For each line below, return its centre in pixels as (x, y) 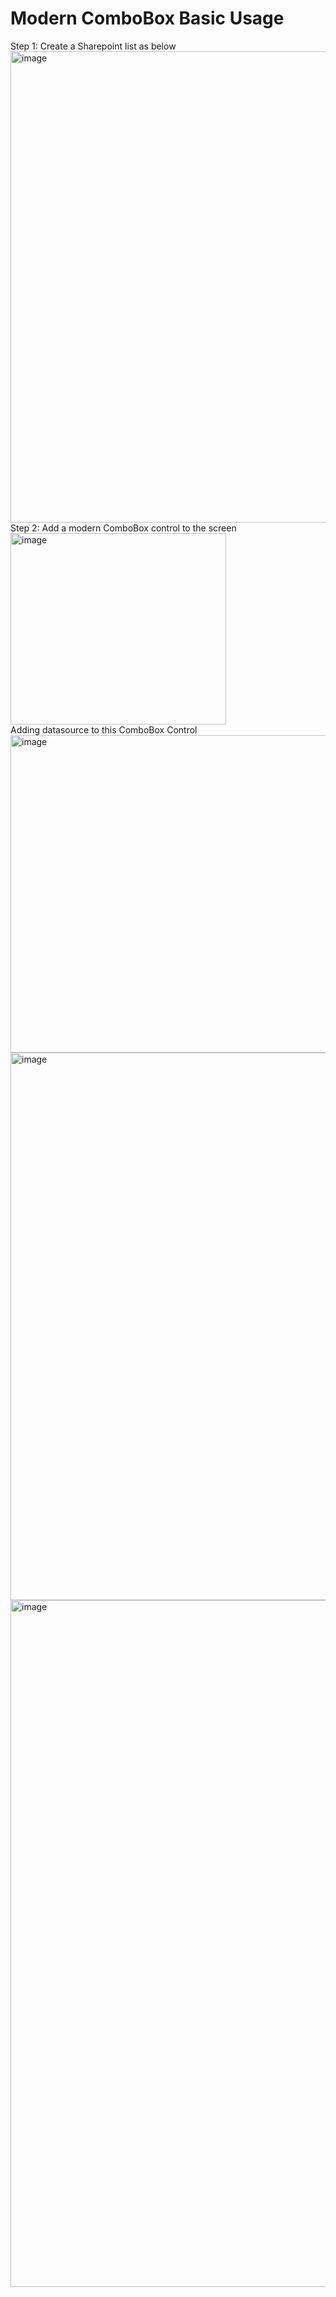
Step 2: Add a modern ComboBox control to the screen (123, 528)
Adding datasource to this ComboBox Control (104, 729)
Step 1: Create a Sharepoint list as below (93, 46)
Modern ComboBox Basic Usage (147, 18)
